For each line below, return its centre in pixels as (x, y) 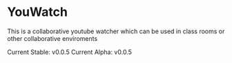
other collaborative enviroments (52, 38)
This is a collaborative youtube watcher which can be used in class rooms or (116, 31)
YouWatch (37, 12)
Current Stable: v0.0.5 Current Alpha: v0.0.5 (70, 52)
